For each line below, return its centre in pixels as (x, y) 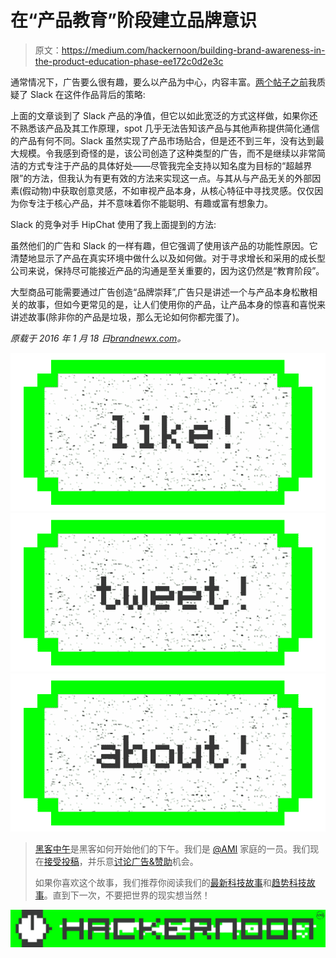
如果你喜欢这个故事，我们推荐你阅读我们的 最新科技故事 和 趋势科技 (170, 883)
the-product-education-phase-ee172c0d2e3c (129, 61)
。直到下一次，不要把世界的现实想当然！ (127, 895)
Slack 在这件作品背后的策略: (87, 94)
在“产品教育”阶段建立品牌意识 (134, 20)
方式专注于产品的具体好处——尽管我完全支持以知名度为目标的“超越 (165, 165)
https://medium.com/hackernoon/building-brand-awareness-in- (193, 50)
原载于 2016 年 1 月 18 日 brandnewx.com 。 (98, 338)
